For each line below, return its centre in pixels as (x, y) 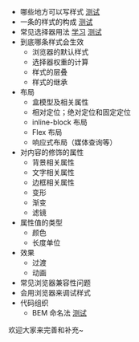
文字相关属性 (53, 172)
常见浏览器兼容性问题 (55, 283)
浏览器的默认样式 (60, 52)
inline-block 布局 (59, 122)
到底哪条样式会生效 (52, 42)
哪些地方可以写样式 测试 (60, 12)
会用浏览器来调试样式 (55, 293)
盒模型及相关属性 (60, 102)
